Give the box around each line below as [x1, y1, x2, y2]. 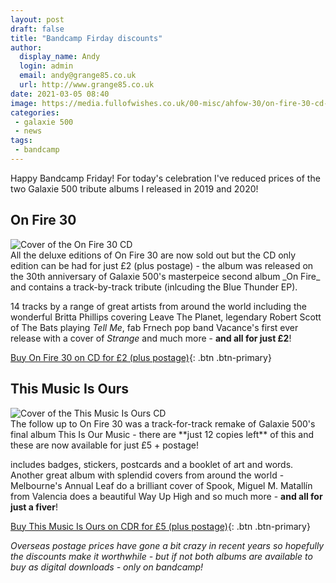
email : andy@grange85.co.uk [19, 71, 137, 81]
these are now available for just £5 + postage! [10, 439, 199, 451]
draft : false [10, 24, 65, 34]
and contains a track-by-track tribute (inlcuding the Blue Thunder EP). [10, 281, 298, 293]
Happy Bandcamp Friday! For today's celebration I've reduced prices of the [10, 172, 321, 184]
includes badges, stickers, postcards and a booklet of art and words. [10, 458, 294, 470]
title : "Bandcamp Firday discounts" [10, 33, 163, 43]
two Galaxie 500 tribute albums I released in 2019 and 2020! [10, 182, 259, 195]
